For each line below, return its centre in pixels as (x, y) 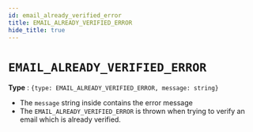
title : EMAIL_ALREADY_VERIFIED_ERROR (70, 23)
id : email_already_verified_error (65, 15)
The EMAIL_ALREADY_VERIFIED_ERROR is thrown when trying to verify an (132, 112)
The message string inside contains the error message (106, 103)
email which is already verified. (70, 119)
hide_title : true (37, 30)
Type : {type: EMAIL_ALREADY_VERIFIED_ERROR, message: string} (113, 88)
